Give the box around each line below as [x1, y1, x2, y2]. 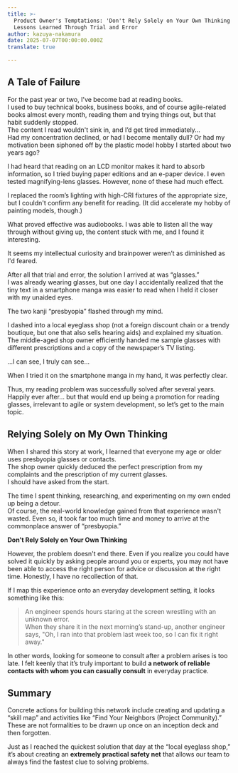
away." [24, 638, 45, 646]
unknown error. [24, 615, 70, 623]
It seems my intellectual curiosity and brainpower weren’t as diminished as [7, 249, 226, 257]
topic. [7, 407, 24, 416]
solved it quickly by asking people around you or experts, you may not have [7, 557, 229, 565]
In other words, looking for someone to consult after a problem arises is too [7, 651, 228, 660]
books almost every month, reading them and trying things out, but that [7, 110, 217, 118]
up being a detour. [7, 498, 61, 507]
